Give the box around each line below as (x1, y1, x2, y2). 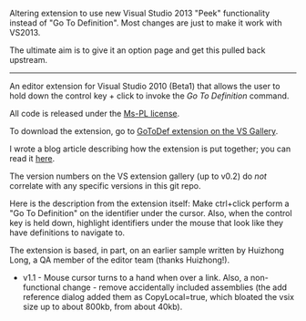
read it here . (9, 153, 56, 163)
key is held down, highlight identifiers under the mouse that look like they (9, 218, 284, 228)
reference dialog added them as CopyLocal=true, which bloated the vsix (22, 292, 294, 302)
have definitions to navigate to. (9, 227, 126, 238)
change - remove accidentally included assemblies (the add (62, 282, 288, 293)
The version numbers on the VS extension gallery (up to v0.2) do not (9, 171, 267, 181)
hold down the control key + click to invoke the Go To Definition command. (9, 90, 290, 101)
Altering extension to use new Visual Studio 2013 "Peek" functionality (9, 8, 270, 18)
